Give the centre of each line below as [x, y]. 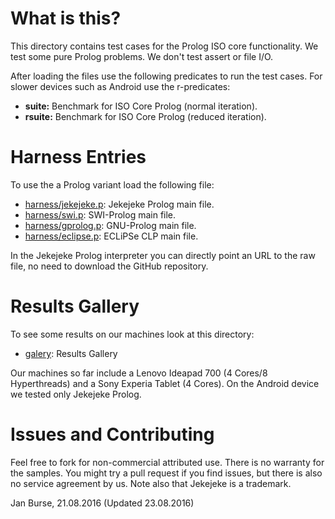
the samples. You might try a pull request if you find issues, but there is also [166, 473]
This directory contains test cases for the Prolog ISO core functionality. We [164, 46]
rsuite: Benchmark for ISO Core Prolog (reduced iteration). [145, 116]
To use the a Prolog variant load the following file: [112, 184]
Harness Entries [78, 157]
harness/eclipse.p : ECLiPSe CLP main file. [111, 236]
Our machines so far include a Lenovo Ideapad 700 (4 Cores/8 [139, 373]
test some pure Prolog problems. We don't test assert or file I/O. [142, 56]
